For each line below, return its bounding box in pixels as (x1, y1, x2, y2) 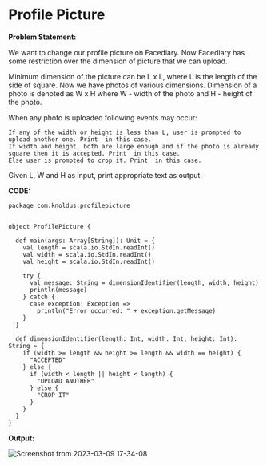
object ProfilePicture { (8, 222, 91, 230)
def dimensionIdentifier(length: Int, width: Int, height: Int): (15, 334, 238, 342)
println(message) (29, 286, 88, 294)
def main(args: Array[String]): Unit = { (15, 237, 156, 245)
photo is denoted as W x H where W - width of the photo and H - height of (8, 88, 253, 98)
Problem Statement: (8, 32, 77, 42)
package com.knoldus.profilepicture (8, 201, 130, 209)
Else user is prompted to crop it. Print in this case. (8, 156, 202, 164)
